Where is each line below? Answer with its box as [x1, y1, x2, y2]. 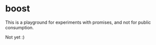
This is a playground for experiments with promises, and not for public [5, 19, 151, 25]
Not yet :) [5, 34, 25, 40]
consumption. [5, 24, 34, 30]
